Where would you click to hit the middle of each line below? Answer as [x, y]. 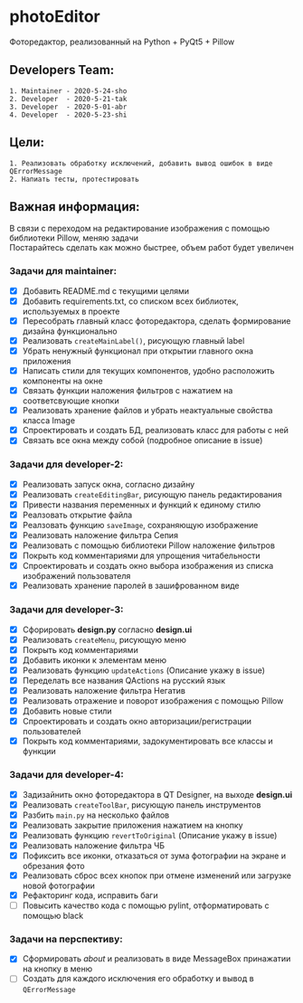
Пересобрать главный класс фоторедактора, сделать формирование [156, 321]
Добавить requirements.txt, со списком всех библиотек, [131, 301]
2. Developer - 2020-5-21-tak [68, 99]
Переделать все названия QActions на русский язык [124, 680]
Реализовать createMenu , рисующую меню [104, 639]
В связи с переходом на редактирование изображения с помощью [139, 229]
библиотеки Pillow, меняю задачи [74, 238]
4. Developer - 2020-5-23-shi [68, 115]
